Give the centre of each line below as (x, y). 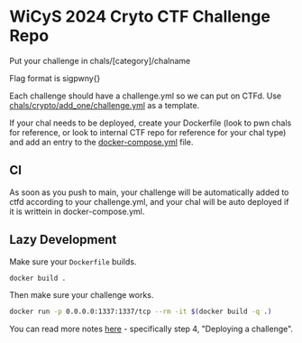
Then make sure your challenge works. (82, 295)
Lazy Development (63, 240)
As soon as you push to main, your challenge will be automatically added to (149, 192)
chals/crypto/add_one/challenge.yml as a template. (105, 105)
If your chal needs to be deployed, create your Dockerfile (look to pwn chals (151, 123)
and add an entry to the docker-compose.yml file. (101, 142)
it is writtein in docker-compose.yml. (77, 211)
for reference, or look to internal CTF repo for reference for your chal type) (148, 132)
